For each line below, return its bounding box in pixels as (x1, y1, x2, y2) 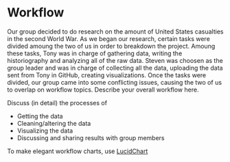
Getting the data (16, 111, 63, 120)
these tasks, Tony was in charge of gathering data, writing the (7, 49, 183, 57)
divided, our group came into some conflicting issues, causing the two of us (7, 78, 222, 86)
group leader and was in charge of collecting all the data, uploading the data (7, 64, 223, 72)
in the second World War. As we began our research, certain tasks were (7, 34, 211, 42)
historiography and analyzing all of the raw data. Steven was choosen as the (7, 56, 223, 64)
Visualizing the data (16, 126, 73, 135)
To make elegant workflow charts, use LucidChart (7, 147, 148, 155)
